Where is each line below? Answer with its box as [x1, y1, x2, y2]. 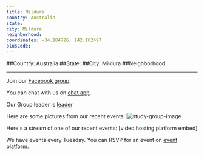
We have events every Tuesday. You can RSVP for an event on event [6, 136, 178, 143]
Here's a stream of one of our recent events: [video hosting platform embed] [6, 124, 198, 132]
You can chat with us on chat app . [6, 89, 92, 96]
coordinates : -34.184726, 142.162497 [6, 37, 102, 43]
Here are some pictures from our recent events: [6, 112, 126, 119]
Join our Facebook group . [6, 77, 71, 84]
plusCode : [6, 43, 32, 49]
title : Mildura [6, 9, 45, 15]
